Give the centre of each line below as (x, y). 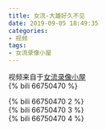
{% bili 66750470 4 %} (46, 118)
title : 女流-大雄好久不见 (47, 16)
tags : (17, 46)
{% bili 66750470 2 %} (46, 102)
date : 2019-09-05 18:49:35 (53, 23)
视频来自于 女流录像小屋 (47, 77)
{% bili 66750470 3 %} (46, 110)
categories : (28, 30)
